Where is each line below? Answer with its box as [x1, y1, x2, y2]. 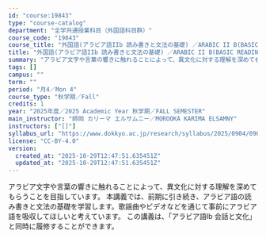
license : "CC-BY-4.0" [8, 136, 80, 145]
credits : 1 [8, 100, 44, 108]
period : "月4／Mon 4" [8, 85, 78, 94]
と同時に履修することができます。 [8, 221, 119, 231]
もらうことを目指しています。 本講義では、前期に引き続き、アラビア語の [8, 192, 245, 202]
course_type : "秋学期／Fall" [8, 93, 100, 101]
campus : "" [8, 71, 44, 79]
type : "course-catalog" [8, 19, 87, 27]
